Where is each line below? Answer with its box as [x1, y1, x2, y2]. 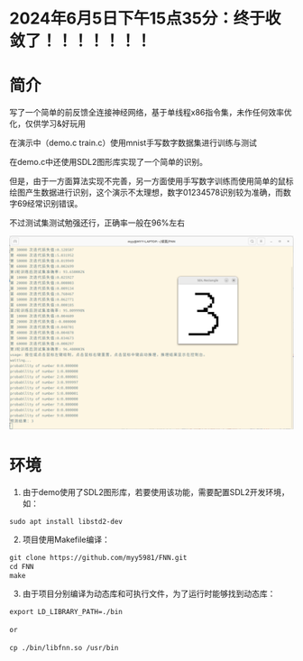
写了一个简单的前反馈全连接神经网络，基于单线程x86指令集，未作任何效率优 [9, 107, 292, 118]
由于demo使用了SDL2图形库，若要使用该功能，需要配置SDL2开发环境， [22, 486, 290, 497]
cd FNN [9, 562, 34, 571]
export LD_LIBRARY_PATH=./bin [9, 607, 124, 616]
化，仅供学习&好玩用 [9, 118, 87, 129]
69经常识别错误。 [16, 198, 83, 209]
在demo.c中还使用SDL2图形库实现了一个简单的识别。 [9, 157, 207, 168]
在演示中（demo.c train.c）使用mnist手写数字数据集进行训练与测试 [9, 137, 257, 149]
